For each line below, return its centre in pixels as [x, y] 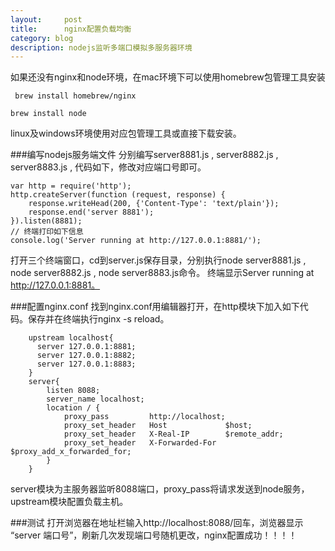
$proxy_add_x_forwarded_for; [71, 452]
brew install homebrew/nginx [75, 96]
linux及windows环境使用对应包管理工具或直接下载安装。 [126, 133]
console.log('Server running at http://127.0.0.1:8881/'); [136, 241]
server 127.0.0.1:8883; [86, 364]
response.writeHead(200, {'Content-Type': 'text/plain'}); [154, 204]
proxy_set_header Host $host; [158, 426]
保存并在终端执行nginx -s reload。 [98, 319]
